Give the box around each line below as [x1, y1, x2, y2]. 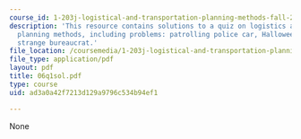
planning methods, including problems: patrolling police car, [17, 30, 258, 39]
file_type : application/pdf [9, 55, 115, 64]
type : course [9, 80, 58, 89]
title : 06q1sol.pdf [9, 72, 82, 81]
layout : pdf [9, 64, 54, 73]
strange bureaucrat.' [17, 38, 99, 48]
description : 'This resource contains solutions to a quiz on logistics [9, 22, 287, 30]
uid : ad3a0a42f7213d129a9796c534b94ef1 [9, 88, 159, 97]
